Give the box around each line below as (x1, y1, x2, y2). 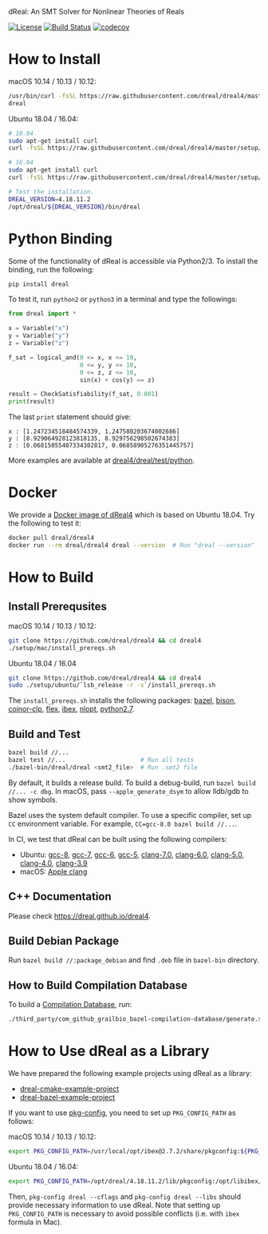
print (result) (8, 398, 56, 406)
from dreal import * (8, 310, 77, 318)
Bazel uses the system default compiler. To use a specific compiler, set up (8, 810, 252, 819)
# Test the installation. (8, 188, 94, 196)
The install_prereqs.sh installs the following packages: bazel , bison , (8, 696, 237, 705)
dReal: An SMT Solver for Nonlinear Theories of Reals (8, 7, 185, 16)
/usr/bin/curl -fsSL (8, 92, 77, 100)
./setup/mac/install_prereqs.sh (8, 644, 116, 652)
